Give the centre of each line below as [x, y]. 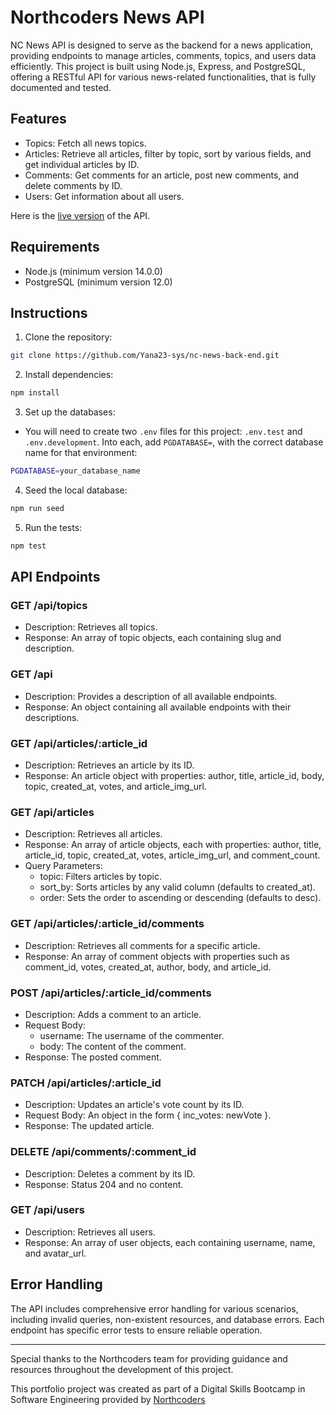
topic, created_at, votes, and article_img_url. [115, 787]
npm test [28, 546]
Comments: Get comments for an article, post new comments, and [162, 175]
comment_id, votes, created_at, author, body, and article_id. [148, 967]
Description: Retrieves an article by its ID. [109, 765]
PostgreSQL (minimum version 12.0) [98, 282]
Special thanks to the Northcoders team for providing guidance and [149, 1358]
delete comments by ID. [73, 185]
